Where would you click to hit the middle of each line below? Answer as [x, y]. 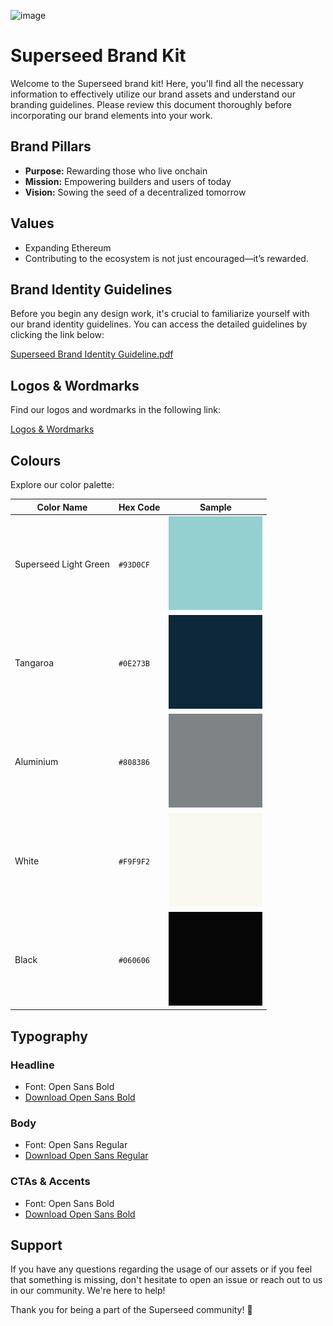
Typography [49, 1036]
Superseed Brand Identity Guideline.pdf [92, 354]
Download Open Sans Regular [86, 1156]
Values [32, 223]
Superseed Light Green [62, 564]
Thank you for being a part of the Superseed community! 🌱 [131, 1310]
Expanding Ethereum [68, 247]
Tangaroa [34, 663]
